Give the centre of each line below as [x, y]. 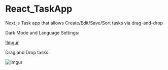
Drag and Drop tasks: [27, 52]
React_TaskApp [39, 9]
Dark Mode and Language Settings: [42, 32]
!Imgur [12, 42]
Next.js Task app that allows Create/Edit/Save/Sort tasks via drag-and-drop [84, 23]
